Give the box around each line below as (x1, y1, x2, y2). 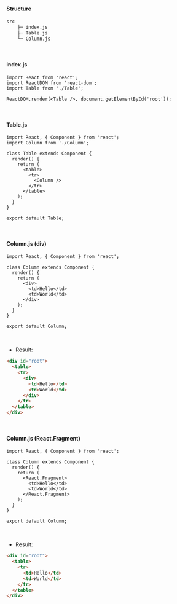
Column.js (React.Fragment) (6, 434, 81, 442)
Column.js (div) (6, 240, 47, 247)
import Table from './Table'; (6, 85, 84, 92)
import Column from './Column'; (6, 140, 89, 146)
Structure (6, 5, 32, 12)
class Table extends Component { (6, 151, 92, 157)
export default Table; (6, 215, 65, 221)
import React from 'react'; (6, 74, 79, 80)
